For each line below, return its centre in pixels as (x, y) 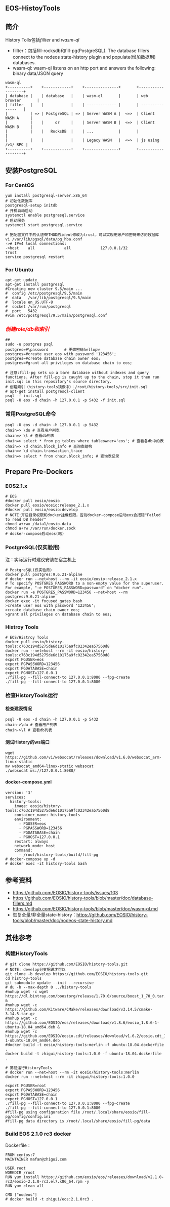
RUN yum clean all (25, 1186)
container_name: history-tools (47, 815)
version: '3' (19, 793)
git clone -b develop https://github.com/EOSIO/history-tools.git (77, 974)
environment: (28, 819)
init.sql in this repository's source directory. (59, 382)
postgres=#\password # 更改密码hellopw (53, 350)
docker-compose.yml (29, 782)
